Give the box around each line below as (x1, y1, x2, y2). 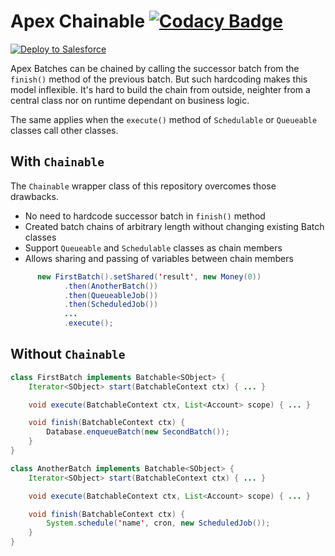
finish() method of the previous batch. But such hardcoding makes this (10, 73, 308, 85)
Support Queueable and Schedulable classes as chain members (24, 241, 283, 254)
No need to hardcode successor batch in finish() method (24, 210, 266, 222)
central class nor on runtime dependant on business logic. (10, 94, 250, 106)
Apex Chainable (10, 10, 146, 33)
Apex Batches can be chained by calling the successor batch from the (10, 62, 300, 74)
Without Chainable (10, 346, 126, 363)
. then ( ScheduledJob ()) (63, 300, 159, 310)
